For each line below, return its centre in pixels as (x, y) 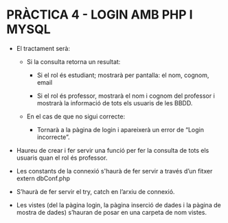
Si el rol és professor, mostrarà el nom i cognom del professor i (126, 96)
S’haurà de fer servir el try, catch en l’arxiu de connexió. (95, 191)
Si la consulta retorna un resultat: (73, 61)
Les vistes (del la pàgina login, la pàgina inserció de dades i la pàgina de (118, 205)
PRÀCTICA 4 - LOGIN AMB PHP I (100, 15)
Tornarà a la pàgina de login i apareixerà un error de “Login (120, 129)
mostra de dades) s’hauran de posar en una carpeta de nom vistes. (112, 212)
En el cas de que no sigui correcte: (76, 116)
